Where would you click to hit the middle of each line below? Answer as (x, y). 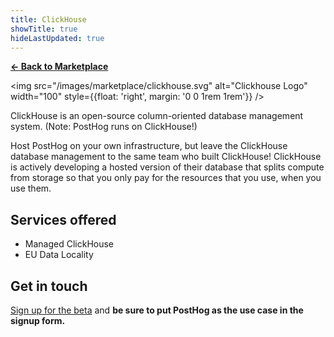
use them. (31, 188)
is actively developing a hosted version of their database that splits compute (167, 167)
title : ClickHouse (48, 19)
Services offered (63, 219)
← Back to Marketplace (59, 67)
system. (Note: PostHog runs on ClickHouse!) (104, 127)
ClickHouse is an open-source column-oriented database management (157, 116)
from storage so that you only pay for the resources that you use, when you (166, 178)
